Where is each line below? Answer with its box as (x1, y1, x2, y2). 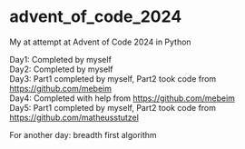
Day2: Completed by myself (9, 64, 113, 74)
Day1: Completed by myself (9, 54, 112, 65)
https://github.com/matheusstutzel (9, 112, 139, 123)
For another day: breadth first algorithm (9, 129, 157, 140)
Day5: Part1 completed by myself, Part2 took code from (9, 102, 216, 113)
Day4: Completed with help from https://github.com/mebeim (9, 93, 236, 104)
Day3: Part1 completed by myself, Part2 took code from (9, 73, 217, 84)
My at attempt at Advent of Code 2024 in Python (9, 36, 192, 47)
